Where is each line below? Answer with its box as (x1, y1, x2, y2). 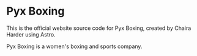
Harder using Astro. (6, 30, 56, 38)
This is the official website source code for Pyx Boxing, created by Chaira (6, 24, 191, 32)
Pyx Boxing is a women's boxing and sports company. (6, 43, 143, 50)
